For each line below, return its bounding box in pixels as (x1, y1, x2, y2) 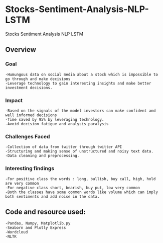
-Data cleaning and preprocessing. (5, 153, 80, 158)
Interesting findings (5, 165, 55, 172)
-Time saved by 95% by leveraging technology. (5, 117, 104, 122)
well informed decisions (5, 112, 57, 118)
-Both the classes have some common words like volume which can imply (5, 190, 158, 195)
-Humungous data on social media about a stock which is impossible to (5, 72, 158, 77)
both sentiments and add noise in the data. (5, 194, 100, 199)
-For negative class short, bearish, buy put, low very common (5, 185, 140, 190)
